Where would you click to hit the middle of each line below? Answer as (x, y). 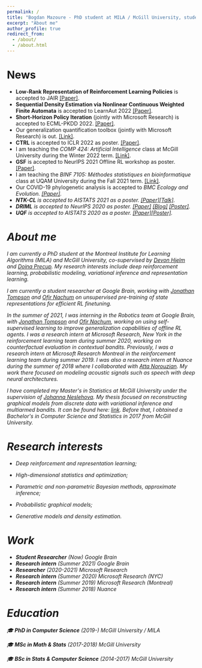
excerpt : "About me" (33, 23)
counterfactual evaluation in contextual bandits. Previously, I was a (90, 347)
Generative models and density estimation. (69, 516)
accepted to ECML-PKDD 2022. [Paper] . (65, 123)
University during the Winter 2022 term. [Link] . (73, 155)
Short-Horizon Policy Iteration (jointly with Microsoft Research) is (97, 117)
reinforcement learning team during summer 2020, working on (84, 340)
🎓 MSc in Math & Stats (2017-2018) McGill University (74, 644)
